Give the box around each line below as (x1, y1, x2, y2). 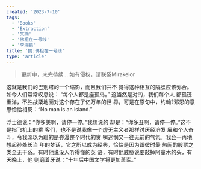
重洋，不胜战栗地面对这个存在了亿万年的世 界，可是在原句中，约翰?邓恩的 (6, 98, 190, 105)
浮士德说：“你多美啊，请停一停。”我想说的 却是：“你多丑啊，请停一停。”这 (6, 118, 186, 126)
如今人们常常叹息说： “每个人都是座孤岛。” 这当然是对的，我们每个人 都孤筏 (6, 90, 193, 98)
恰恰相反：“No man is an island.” (11, 105, 93, 113)
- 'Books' (11, 20, 36, 26)
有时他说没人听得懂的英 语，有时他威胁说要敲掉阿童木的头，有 (37, 148, 193, 156)
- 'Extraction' (11, 25, 50, 32)
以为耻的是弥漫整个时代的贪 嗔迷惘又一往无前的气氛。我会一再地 (32, 133, 193, 141)
